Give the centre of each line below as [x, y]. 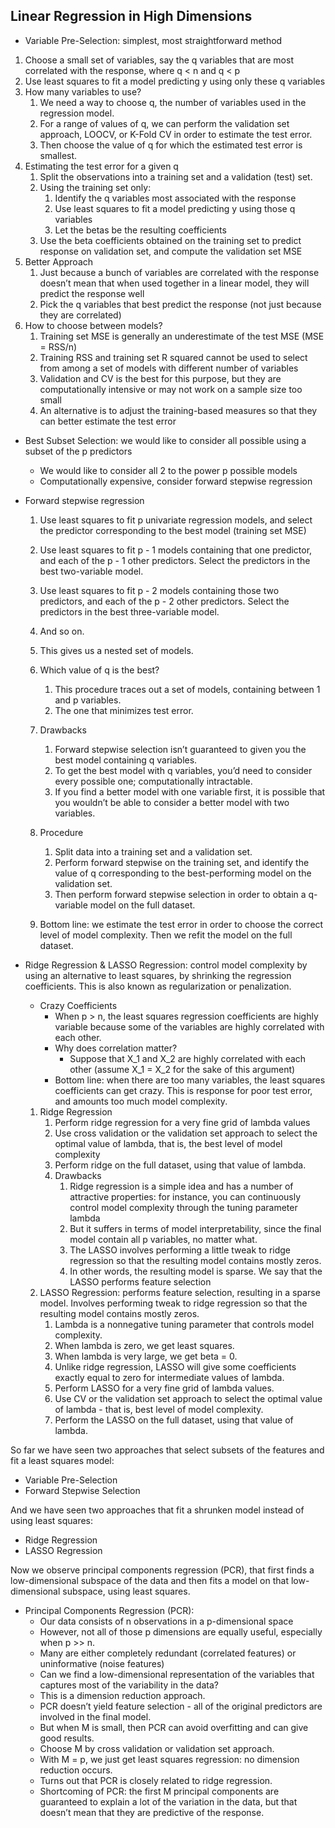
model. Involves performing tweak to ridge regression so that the [173, 1303]
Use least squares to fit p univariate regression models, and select [176, 520]
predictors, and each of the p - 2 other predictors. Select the [164, 601]
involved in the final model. [95, 1716]
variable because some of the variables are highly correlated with [189, 1026]
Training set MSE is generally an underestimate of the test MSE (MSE [182, 336]
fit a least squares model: [62, 1460]
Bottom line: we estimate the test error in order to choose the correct [181, 924]
